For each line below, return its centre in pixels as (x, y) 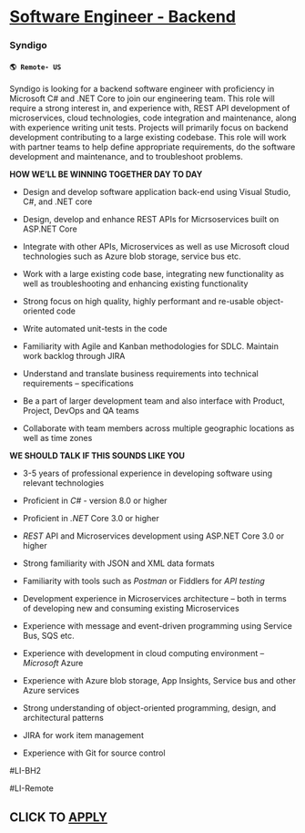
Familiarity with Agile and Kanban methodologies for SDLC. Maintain (151, 346)
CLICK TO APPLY (58, 817)
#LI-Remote (32, 788)
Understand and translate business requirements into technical (141, 374)
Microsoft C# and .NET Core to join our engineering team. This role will (142, 98)
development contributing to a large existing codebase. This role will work (148, 138)
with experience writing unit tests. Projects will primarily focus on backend (149, 128)
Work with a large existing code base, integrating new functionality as (153, 274)
